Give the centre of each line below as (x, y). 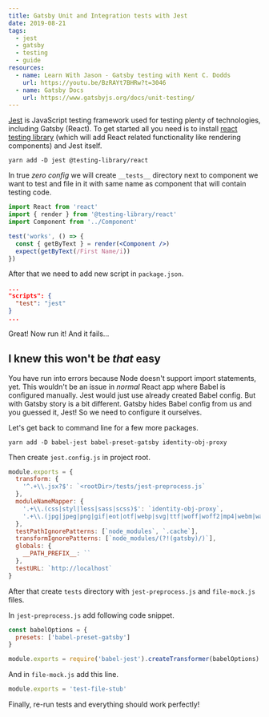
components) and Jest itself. (55, 146)
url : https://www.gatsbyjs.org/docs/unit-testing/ (109, 98)
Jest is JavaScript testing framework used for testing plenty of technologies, (134, 120)
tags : (17, 30)
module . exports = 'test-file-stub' (68, 689)
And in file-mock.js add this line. (63, 675)
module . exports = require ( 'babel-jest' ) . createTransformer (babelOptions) (134, 659)
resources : (26, 68)
